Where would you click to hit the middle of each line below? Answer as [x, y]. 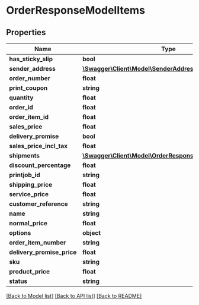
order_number [30, 78]
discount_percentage [40, 165]
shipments [25, 155]
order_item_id [29, 117]
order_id [21, 107]
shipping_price [31, 185]
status [18, 281]
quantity [21, 98]
